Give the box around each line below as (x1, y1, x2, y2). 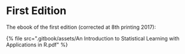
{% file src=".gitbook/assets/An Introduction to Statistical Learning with (6, 35, 180, 42)
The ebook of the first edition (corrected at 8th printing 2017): (6, 23, 156, 31)
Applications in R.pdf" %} (6, 41, 68, 48)
